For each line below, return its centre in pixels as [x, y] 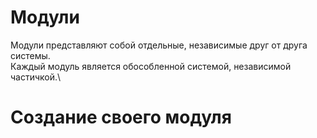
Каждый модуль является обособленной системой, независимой [151, 66]
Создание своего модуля [121, 117]
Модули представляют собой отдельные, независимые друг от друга [159, 45]
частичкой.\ [36, 77]
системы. [30, 55]
